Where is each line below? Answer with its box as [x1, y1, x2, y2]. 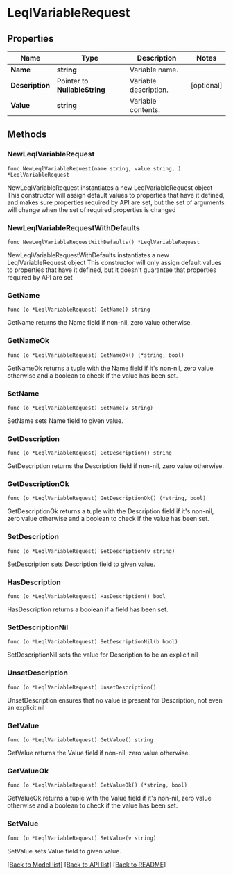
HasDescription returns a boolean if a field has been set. [7, 605, 169, 613]
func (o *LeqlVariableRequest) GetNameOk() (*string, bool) [7, 351, 185, 359]
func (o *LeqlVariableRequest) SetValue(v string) [7, 835, 157, 842]
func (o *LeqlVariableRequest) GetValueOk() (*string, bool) [7, 782, 188, 789]
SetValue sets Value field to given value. [7, 846, 121, 855]
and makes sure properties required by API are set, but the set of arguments [7, 198, 225, 207]
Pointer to [56, 77, 89, 86]
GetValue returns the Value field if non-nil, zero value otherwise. [7, 748, 191, 757]
